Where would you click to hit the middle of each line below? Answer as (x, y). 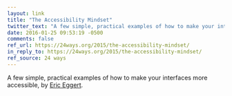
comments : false (30, 39)
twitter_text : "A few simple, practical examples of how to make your (111, 26)
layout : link (26, 13)
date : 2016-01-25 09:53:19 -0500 (55, 33)
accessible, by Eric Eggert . (45, 85)
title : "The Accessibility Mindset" (60, 20)
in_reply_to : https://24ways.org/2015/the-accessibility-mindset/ (105, 52)
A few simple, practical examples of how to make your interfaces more (107, 77)
